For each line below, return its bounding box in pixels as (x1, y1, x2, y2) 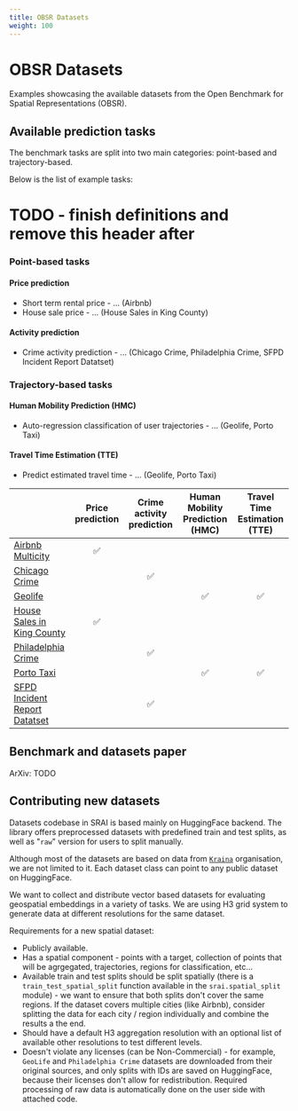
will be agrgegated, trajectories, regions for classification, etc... (21, 961, 254, 972)
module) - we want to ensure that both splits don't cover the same (21, 989, 264, 1000)
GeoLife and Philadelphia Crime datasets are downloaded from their (21, 1055, 273, 1066)
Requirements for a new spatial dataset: (9, 925, 154, 936)
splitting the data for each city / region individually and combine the (21, 1008, 270, 1019)
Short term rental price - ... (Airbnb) (21, 297, 153, 308)
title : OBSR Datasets (9, 12, 90, 22)
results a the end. (21, 1018, 86, 1028)
